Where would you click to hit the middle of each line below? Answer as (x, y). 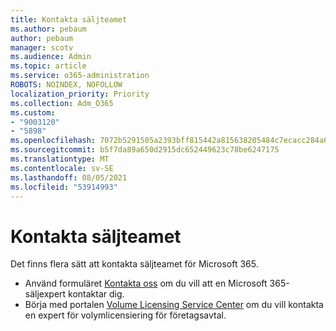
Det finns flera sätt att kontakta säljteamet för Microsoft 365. (134, 264)
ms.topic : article (48, 66)
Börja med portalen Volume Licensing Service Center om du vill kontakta (174, 305)
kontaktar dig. (96, 294)
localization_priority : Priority (80, 94)
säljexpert (45, 294)
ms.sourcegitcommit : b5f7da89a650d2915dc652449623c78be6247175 (145, 150)
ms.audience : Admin (51, 57)
